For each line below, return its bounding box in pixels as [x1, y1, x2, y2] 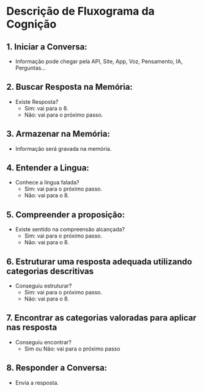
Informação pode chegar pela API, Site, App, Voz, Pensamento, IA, [15, 58, 183, 65]
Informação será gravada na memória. [15, 145, 112, 152]
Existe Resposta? [15, 98, 59, 105]
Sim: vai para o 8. [24, 104, 68, 112]
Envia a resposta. [15, 379, 59, 386]
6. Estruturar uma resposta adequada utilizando [6, 256, 193, 267]
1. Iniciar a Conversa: [6, 42, 87, 52]
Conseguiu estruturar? [15, 282, 72, 289]
